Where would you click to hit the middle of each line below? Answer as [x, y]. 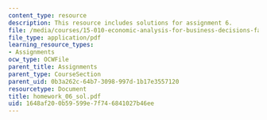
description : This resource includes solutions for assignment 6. [120, 23]
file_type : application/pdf [55, 37]
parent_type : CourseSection [55, 74]
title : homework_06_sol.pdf [55, 96]
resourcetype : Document [48, 89]
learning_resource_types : [51, 45]
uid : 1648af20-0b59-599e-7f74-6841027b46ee [81, 103]
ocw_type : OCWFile [39, 60]
